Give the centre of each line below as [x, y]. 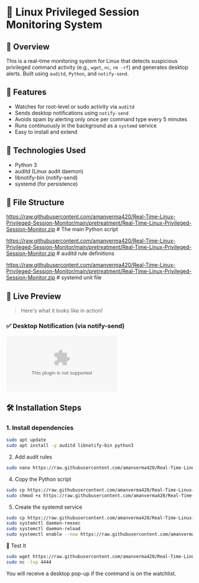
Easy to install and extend [46, 132]
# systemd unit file [79, 278]
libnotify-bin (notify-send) [46, 177]
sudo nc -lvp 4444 [29, 562]
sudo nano [18, 468]
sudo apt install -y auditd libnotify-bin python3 [70, 446]
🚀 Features [26, 92]
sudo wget [18, 557]
